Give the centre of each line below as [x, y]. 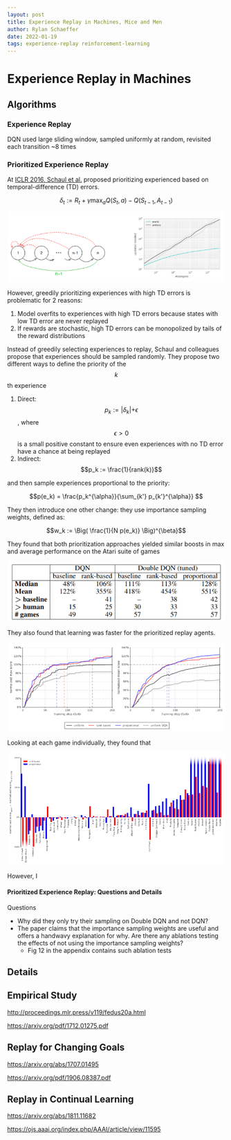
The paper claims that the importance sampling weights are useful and [118, 928]
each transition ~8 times [42, 146]
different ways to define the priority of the [67, 364]
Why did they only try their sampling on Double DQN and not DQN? [113, 920]
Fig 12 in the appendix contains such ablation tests [99, 950]
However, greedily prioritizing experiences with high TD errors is [99, 293]
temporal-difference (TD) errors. [53, 187]
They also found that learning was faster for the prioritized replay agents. [111, 633]
